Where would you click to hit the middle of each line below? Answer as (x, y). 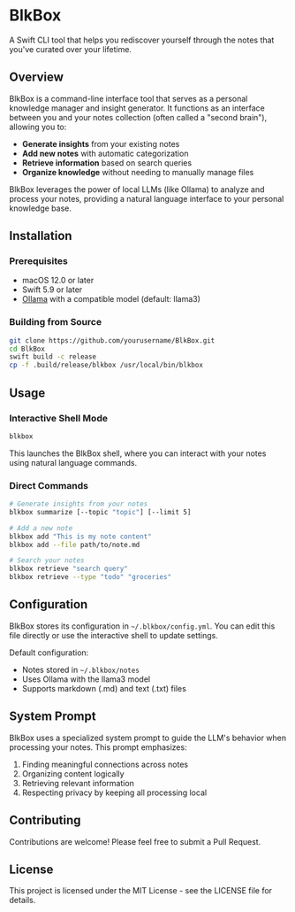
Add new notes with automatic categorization (105, 153)
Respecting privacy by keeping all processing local (114, 792)
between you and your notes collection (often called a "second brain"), (138, 117)
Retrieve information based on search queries (107, 162)
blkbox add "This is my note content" (80, 537)
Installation (41, 236)
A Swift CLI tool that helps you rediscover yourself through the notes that (142, 40)
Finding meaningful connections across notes (105, 764)
